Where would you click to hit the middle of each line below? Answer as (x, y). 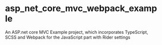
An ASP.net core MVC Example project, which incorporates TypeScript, (77, 32)
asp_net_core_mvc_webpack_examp (81, 8)
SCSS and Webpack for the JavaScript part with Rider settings (68, 37)
